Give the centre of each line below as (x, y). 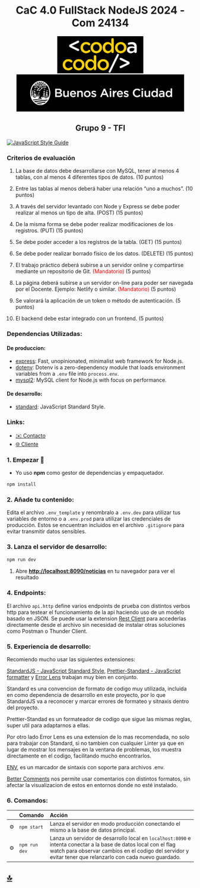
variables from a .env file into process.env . (67, 374)
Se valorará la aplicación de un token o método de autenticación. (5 (98, 301)
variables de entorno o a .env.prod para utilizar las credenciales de (89, 519)
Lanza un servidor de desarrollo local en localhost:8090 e (120, 838)
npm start (31, 827)
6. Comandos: (27, 800)
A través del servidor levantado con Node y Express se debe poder (97, 207)
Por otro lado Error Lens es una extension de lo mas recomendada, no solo (98, 737)
